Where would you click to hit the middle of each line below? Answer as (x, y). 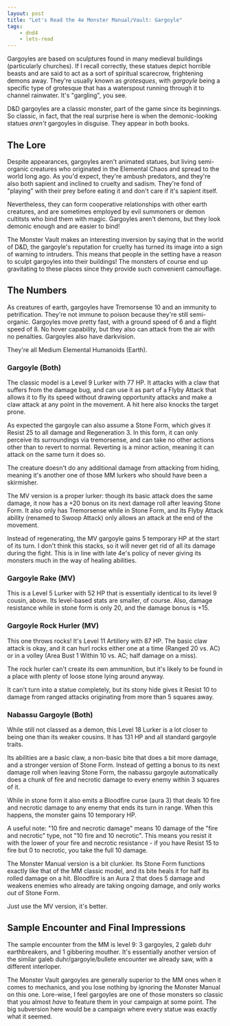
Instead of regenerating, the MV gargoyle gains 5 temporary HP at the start (113, 539)
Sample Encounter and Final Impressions (96, 928)
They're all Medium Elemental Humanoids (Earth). (77, 349)
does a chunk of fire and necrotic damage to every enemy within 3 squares (113, 779)
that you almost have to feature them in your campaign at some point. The (112, 1002)
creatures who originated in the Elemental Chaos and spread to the (125, 169)
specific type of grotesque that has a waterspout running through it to (106, 88)
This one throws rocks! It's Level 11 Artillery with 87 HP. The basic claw (107, 641)
